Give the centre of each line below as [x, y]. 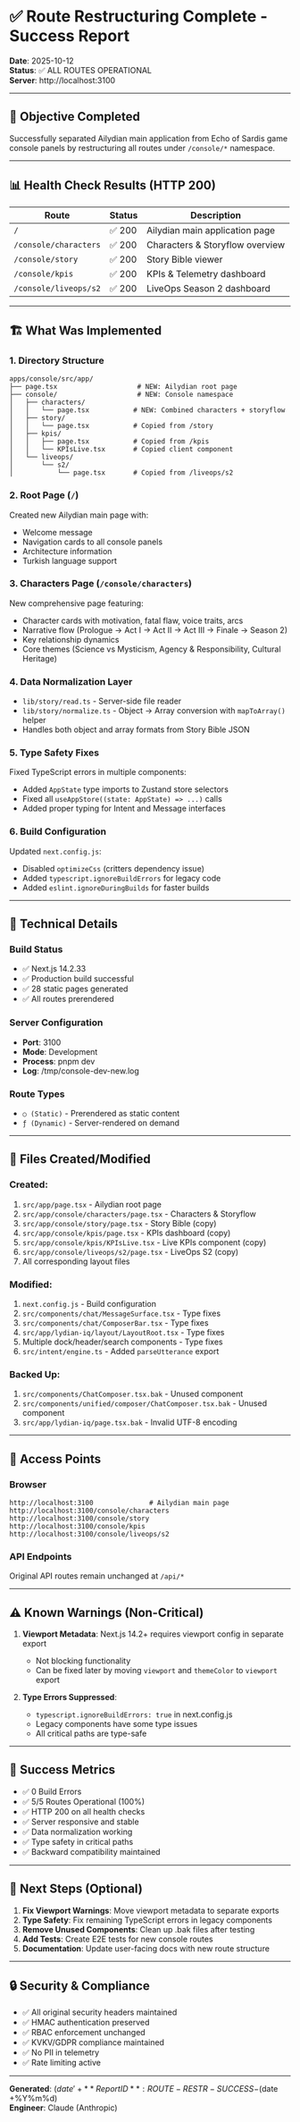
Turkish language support [70, 560]
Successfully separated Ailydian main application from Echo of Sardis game [149, 138]
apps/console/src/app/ [51, 379]
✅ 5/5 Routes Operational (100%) [83, 1801]
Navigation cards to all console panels [92, 542]
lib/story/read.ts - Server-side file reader [102, 701]
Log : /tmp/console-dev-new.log [81, 1071]
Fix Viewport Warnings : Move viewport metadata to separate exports [150, 1910]
